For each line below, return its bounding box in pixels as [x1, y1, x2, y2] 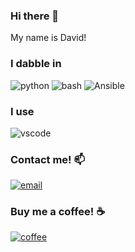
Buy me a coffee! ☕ [10, 205, 106, 219]
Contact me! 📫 [10, 152, 86, 166]
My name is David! [10, 32, 87, 44]
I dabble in [10, 57, 62, 71]
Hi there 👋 [10, 9, 60, 23]
